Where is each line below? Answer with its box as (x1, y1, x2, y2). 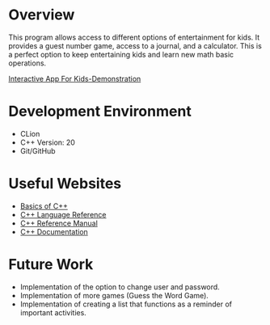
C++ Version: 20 (19, 137, 75, 147)
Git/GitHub (19, 146, 56, 155)
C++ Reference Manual (19, 218, 99, 228)
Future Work (8, 255, 94, 273)
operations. (8, 58, 47, 68)
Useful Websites (8, 175, 122, 193)
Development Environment (8, 103, 192, 120)
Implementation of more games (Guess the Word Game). (19, 290, 209, 300)
